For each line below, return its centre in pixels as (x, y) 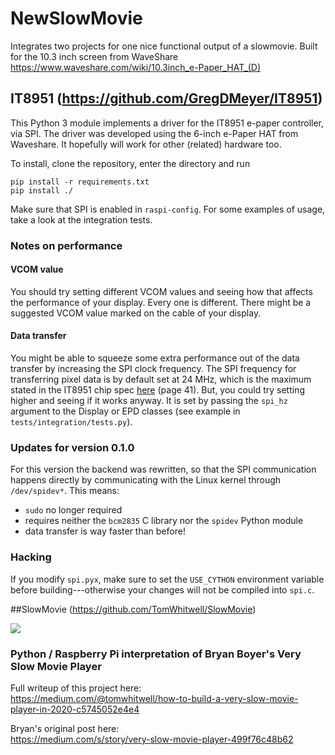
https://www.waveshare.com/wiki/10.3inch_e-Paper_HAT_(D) (136, 67)
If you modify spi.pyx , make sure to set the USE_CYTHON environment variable (167, 579)
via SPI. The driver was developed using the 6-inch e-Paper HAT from (154, 133)
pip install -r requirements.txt (80, 182)
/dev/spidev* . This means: (65, 491)
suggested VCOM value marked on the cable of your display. (136, 313)
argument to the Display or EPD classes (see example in (125, 411)
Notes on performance (66, 245)
